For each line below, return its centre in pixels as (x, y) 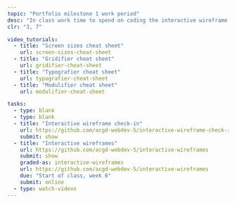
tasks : (17, 104)
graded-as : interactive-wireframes (72, 163)
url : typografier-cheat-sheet (64, 78)
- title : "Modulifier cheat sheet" (66, 85)
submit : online (42, 182)
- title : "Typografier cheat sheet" (67, 72)
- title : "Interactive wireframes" (66, 143)
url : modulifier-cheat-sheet (63, 92)
